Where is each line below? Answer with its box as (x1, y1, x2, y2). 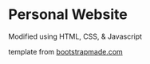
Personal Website (8, 6, 128, 24)
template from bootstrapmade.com (8, 47, 124, 56)
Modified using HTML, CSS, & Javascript (8, 32, 142, 41)
